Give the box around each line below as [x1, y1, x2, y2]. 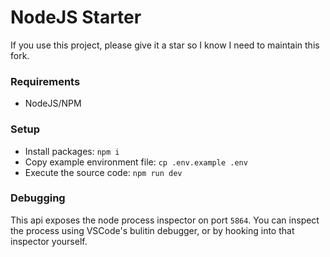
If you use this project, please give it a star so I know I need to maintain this [10, 39, 320, 51]
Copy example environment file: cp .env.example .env [24, 156, 248, 168]
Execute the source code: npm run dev [24, 166, 183, 178]
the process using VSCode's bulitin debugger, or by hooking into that [10, 224, 295, 236]
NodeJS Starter [10, 6, 142, 29]
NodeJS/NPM [24, 97, 82, 110]
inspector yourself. [10, 235, 88, 247]
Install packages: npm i [24, 145, 120, 157]
